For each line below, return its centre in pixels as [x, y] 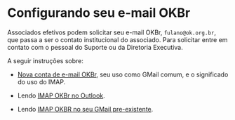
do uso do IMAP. [41, 81]
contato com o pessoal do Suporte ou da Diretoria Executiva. [95, 47]
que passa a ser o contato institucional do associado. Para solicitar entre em [117, 39]
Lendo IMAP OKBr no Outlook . [61, 95]
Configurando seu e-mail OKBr [99, 13]
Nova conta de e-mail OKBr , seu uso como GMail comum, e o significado [123, 74]
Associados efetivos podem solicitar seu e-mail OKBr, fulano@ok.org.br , [112, 32]
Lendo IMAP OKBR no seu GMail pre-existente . [85, 109]
